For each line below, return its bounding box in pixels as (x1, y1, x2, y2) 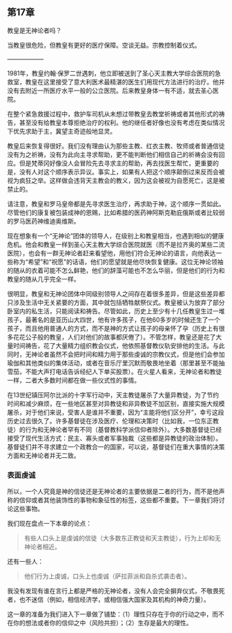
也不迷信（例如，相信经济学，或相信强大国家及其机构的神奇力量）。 (19, 596, 210, 604)
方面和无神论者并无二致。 (7, 451, 80, 459)
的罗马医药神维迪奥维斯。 (7, 217, 80, 225)
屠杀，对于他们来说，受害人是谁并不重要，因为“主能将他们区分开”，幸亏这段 (7, 407, 224, 416)
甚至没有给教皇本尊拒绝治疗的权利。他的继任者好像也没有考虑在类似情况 (19, 118, 225, 127)
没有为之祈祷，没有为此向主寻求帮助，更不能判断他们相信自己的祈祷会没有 (7, 150, 219, 158)
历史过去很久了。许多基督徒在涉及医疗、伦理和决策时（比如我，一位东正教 (7, 416, 219, 425)
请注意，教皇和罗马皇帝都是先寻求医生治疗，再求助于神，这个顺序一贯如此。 (7, 199, 225, 208)
